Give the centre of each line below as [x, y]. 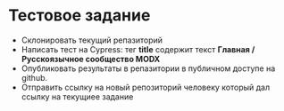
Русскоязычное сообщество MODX [91, 59]
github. [34, 77]
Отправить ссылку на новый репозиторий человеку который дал [145, 87]
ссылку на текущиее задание [77, 96]
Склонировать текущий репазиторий [92, 40]
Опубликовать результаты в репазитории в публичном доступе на [148, 68]
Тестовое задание [79, 16]
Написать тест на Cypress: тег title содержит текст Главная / [138, 49]
